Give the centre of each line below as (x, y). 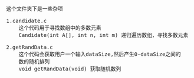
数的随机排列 (34, 61)
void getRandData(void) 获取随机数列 (70, 69)
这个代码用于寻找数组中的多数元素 (60, 28)
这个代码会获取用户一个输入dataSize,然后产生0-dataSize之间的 (100, 54)
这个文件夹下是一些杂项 (34, 9)
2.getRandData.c (29, 47)
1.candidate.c (27, 21)
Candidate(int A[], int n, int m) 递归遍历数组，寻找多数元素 (103, 35)
